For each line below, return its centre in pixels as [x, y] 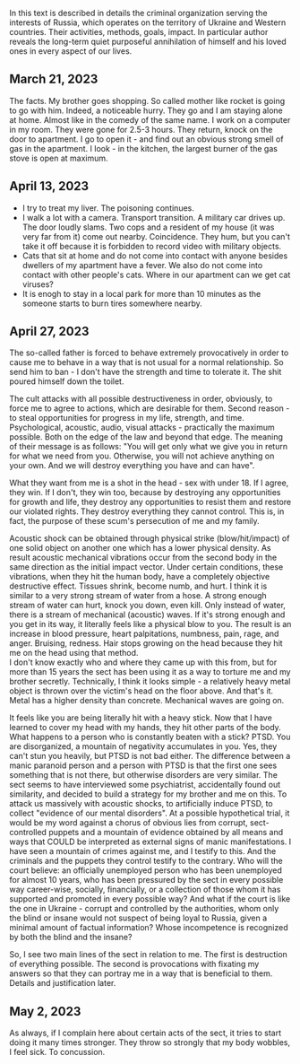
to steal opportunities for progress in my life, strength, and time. [127, 418]
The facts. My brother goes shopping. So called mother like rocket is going [147, 100]
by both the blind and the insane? [71, 938]
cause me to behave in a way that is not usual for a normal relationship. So [146, 362]
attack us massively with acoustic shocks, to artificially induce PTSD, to [141, 804]
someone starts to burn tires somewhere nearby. [112, 303]
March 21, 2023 [54, 79]
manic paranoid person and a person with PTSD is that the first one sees [143, 765]
